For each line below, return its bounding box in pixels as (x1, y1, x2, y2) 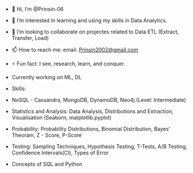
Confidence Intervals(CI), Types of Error (11, 150, 109, 156)
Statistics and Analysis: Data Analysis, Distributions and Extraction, (11, 108, 174, 114)
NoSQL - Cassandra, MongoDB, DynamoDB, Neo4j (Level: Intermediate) (11, 97, 187, 103)
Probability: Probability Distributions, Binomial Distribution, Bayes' (11, 125, 171, 132)
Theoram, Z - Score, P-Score (11, 132, 82, 138)
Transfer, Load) (11, 35, 49, 41)
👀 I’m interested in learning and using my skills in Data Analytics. (11, 17, 167, 23)
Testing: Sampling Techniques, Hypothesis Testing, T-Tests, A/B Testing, (11, 143, 188, 150)
